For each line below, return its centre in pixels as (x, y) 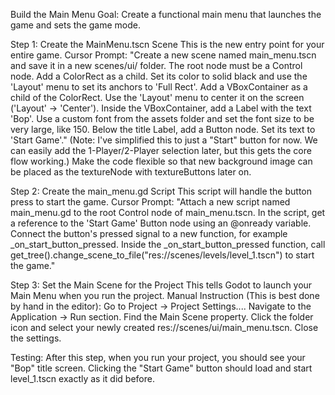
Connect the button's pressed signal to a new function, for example (149, 233)
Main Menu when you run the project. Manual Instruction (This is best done (165, 295)
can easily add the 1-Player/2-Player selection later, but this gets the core (161, 150)
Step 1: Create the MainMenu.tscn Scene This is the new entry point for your (167, 44)
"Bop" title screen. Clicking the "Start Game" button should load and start (161, 368)
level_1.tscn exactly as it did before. (82, 378)
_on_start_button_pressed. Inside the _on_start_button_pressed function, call (168, 244)
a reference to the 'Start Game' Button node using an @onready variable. (161, 223)
